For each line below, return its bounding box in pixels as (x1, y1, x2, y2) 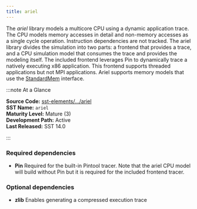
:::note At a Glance (6, 86, 51, 93)
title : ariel (6, 8, 38, 15)
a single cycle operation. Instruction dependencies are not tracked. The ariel (6, 37, 191, 44)
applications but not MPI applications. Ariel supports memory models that (6, 68, 184, 75)
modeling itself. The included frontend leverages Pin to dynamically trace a (6, 56, 188, 63)
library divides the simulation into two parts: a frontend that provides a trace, (6, 44, 192, 51)
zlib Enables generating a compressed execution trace (14, 197, 147, 204)
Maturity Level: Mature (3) (6, 110, 72, 117)
